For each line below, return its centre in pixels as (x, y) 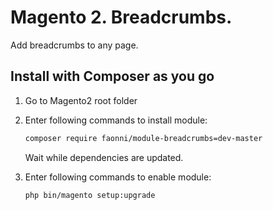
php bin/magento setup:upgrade (90, 195)
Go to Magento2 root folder (81, 100)
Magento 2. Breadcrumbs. (121, 17)
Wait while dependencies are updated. (104, 157)
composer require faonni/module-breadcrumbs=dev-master (143, 138)
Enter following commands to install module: (116, 120)
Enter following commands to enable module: (118, 177)
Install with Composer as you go (112, 76)
